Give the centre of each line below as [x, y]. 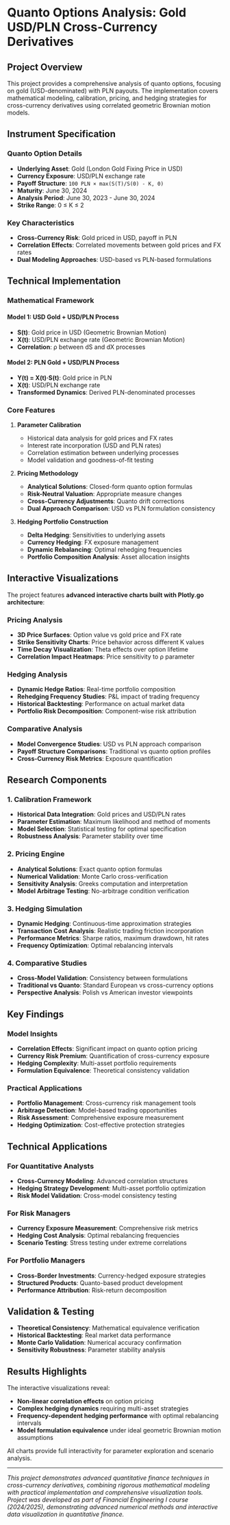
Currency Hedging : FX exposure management [93, 542]
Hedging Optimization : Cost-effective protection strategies [101, 1125]
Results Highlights [47, 1371]
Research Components [57, 780]
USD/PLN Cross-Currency [82, 27]
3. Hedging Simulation [45, 908]
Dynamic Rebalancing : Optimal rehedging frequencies [105, 549]
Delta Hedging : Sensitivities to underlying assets [96, 535]
